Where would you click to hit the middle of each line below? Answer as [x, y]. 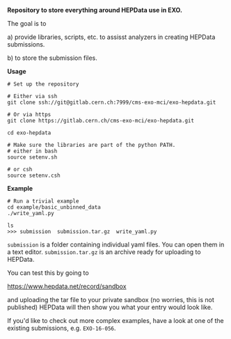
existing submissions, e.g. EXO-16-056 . [62, 328]
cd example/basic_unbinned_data [54, 207]
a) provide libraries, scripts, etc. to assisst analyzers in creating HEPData [111, 37]
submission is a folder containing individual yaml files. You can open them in [116, 244]
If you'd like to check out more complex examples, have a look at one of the [115, 321]
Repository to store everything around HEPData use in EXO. [95, 10]
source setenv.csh [34, 175]
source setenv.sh [32, 157]
